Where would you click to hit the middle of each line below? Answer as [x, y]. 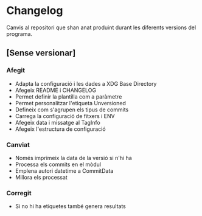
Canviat [18, 145]
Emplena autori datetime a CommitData [64, 170]
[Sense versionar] [41, 53]
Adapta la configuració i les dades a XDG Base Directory [86, 83]
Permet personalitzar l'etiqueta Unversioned [71, 103]
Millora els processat [41, 177]
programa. [19, 33]
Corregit [19, 193]
